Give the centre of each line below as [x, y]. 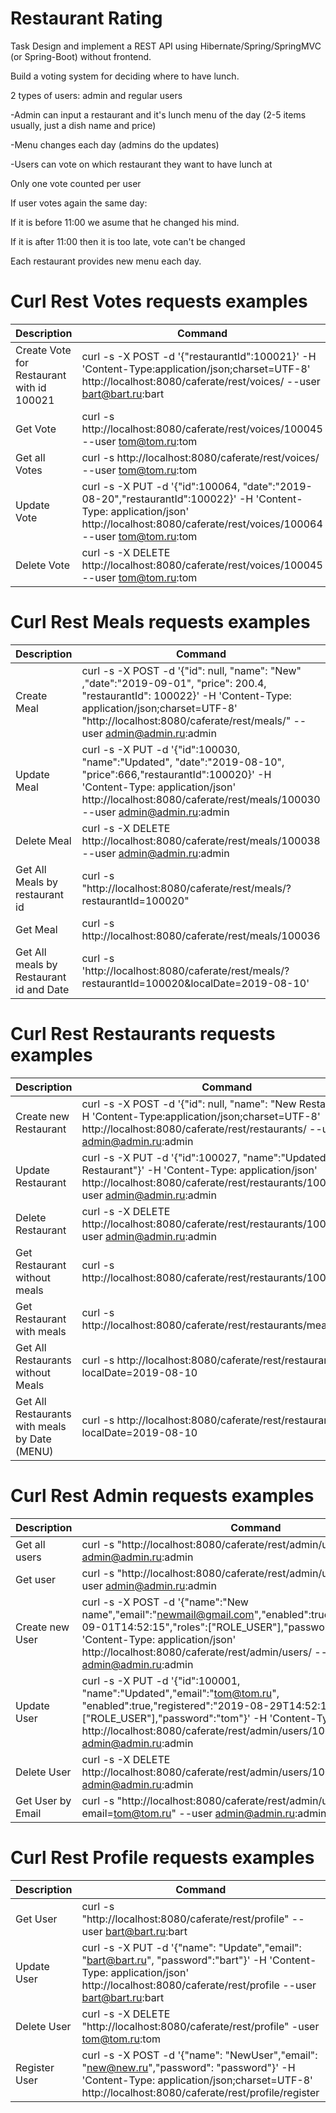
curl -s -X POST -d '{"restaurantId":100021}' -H [199, 356]
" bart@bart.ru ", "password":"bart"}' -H [174, 1960]
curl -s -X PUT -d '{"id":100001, [161, 1680]
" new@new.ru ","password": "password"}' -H [188, 2067]
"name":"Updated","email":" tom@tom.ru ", [180, 1693]
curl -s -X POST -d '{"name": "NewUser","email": [199, 2055]
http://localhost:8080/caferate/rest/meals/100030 [201, 799]
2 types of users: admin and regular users [96, 95]
